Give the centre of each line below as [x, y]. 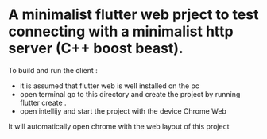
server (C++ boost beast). [96, 48]
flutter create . [43, 102]
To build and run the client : [53, 70]
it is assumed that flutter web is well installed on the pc [110, 86]
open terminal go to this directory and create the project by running [130, 94]
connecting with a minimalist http [121, 31]
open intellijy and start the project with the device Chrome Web [123, 111]
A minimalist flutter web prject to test [133, 15]
